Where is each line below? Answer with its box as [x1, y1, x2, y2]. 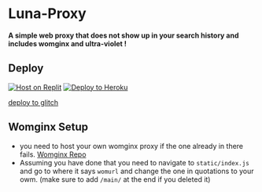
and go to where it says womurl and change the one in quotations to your [19, 166, 254, 176]
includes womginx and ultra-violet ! [8, 38, 127, 48]
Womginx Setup [8, 121, 89, 134]
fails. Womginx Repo [19, 150, 87, 159]
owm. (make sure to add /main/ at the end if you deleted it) [19, 174, 211, 184]
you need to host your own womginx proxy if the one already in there [19, 141, 244, 150]
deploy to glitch [8, 97, 59, 107]
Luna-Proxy [8, 5, 87, 23]
